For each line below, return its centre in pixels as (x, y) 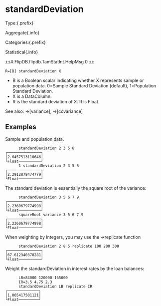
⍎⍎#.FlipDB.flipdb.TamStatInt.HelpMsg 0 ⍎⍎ (50, 61)
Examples (21, 127)
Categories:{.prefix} (26, 42)
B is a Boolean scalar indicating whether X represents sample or (78, 80)
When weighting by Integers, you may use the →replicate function (73, 237)
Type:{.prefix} (19, 23)
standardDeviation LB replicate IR (55, 286)
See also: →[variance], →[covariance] (44, 111)
